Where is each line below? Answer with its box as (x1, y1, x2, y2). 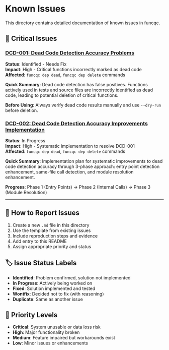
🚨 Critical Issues (5, 34, 57, 43)
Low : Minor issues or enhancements (12, 340, 88, 346)
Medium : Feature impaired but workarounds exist (12, 335, 116, 341)
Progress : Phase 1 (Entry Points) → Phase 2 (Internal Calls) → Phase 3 (5, 184, 151, 190)
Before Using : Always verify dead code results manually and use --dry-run (5, 102, 161, 108)
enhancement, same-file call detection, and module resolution (5, 168, 134, 174)
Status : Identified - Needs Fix (5, 61, 67, 67)
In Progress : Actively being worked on (12, 280, 93, 286)
